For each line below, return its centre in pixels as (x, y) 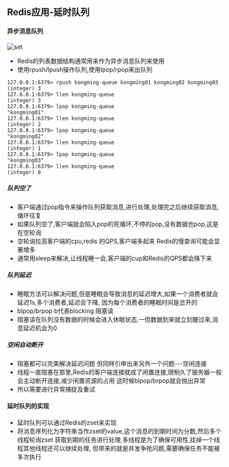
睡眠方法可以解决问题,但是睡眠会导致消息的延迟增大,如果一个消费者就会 (118, 294)
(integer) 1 (24, 148)
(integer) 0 (24, 172)
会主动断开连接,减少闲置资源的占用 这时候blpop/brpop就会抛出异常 (111, 380)
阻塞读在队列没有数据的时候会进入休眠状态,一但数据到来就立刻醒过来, (114, 319)
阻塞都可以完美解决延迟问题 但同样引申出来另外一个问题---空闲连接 (112, 363)
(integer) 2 (24, 124)
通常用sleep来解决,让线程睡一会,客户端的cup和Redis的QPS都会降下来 (114, 258)
